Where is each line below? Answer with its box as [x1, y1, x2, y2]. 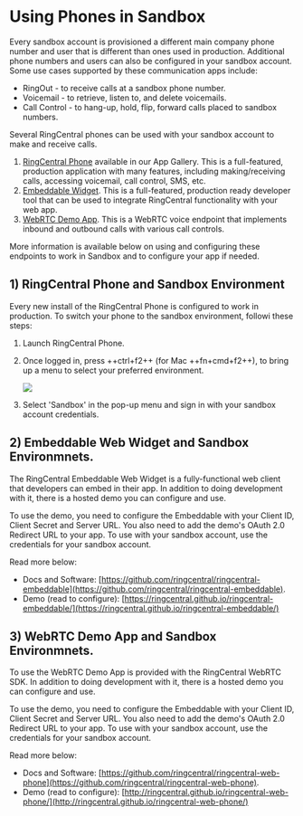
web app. [22, 204, 58, 214]
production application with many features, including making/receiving [22, 166, 286, 176]
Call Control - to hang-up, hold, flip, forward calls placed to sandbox [22, 101, 278, 112]
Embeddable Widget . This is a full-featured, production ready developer [22, 185, 291, 195]
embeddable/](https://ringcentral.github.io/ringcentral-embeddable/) [22, 603, 279, 613]
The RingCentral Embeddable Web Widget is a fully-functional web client [9, 473, 281, 484]
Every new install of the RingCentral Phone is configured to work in [9, 300, 260, 311]
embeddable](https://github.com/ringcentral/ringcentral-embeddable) [22, 584, 284, 594]
